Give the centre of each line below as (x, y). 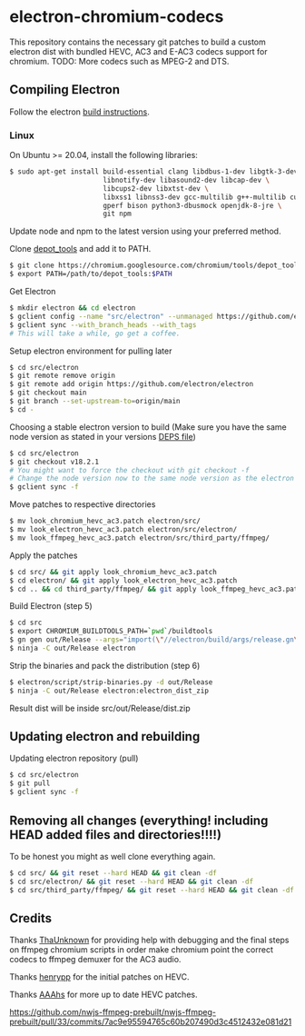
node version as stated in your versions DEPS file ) (103, 436)
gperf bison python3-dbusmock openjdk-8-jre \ (192, 205)
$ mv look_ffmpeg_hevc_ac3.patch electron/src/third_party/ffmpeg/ (140, 538)
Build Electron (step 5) (51, 606)
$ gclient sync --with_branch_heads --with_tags (103, 324)
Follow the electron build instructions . (79, 112)
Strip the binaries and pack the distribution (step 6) (105, 665)
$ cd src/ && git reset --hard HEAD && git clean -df (113, 873)
